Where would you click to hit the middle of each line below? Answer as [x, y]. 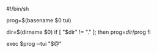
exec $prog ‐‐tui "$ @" [34, 44]
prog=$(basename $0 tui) [39, 20]
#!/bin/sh [18, 9]
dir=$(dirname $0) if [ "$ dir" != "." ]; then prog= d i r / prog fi [78, 32]
